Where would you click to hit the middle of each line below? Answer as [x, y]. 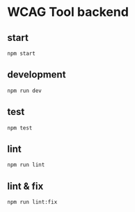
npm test [20, 128]
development [37, 74]
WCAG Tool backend [68, 12]
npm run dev [24, 91]
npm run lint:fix [32, 202]
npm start [22, 53]
